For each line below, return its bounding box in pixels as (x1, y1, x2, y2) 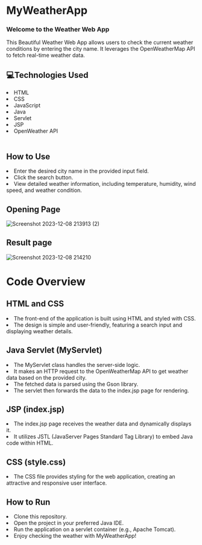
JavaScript (14, 102, 41, 109)
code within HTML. (6, 439, 54, 447)
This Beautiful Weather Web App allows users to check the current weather (6, 39, 194, 46)
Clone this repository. (14, 512, 68, 520)
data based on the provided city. (6, 374, 87, 381)
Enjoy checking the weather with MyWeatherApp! (14, 532, 137, 539)
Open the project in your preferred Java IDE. (14, 519, 124, 526)
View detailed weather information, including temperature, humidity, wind (14, 180, 196, 188)
